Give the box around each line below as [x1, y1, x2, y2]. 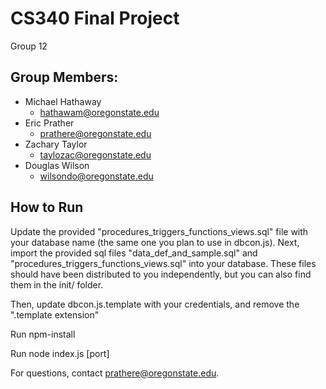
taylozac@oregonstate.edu [39, 148, 152, 161]
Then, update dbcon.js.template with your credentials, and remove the [10, 298, 300, 310]
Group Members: [10, 69, 119, 86]
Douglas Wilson [24, 159, 90, 171]
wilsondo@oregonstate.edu [39, 170, 154, 182]
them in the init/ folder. [10, 278, 104, 291]
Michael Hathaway [24, 95, 102, 107]
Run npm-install [10, 328, 76, 340]
